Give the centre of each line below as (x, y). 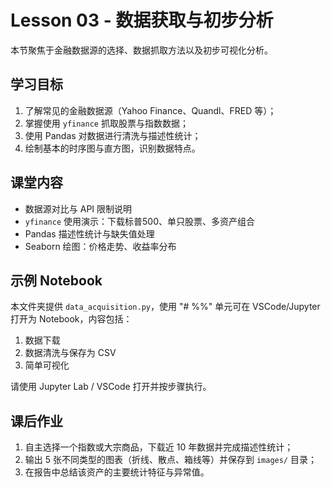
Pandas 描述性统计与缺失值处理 (89, 233)
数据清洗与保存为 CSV (70, 353)
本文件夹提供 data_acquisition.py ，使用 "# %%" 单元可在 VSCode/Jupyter (165, 307)
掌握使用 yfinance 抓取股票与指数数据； (106, 123)
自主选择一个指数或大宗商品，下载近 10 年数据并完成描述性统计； (159, 447)
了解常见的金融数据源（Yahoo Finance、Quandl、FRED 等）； (150, 110)
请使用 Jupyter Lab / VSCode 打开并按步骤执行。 (111, 387)
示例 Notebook (56, 280)
